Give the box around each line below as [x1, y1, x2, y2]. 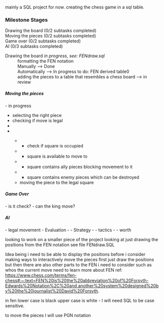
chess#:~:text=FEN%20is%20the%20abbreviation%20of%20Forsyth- [5, 278, 149, 284]
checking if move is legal [12, 118, 63, 124]
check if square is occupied [27, 143, 84, 149]
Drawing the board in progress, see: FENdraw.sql [5, 53, 105, 59]
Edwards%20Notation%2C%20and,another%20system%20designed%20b [5, 283, 159, 289]
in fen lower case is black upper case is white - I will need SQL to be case [5, 298, 155, 304]
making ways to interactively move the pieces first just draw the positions [5, 256, 154, 263]
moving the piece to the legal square [19, 179, 94, 185]
